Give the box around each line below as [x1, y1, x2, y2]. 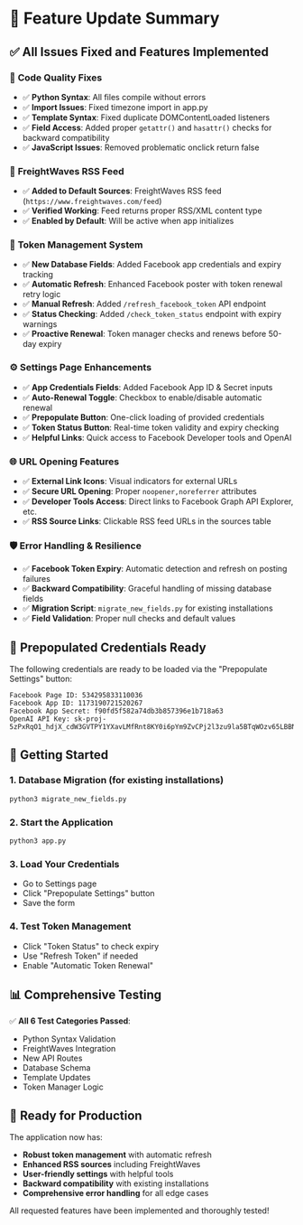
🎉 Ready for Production [9, 1108, 142, 1123]
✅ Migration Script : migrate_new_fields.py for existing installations [22, 603, 273, 613]
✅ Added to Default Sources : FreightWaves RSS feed [22, 185, 223, 197]
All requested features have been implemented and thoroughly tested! [9, 1205, 270, 1216]
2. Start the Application [9, 816, 114, 828]
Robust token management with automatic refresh [22, 1149, 212, 1160]
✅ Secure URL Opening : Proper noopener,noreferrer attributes [22, 486, 257, 497]
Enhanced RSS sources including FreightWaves [22, 1159, 201, 1170]
